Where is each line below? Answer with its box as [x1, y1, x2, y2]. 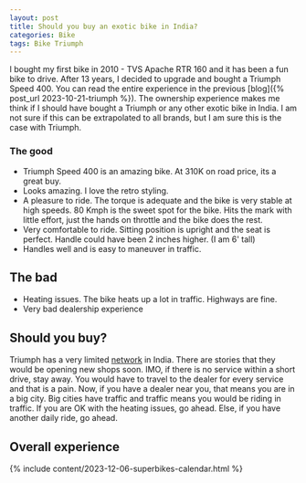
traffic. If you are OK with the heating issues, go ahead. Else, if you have [9, 403, 281, 414]
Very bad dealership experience [22, 303, 144, 315]
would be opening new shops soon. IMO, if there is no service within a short [9, 364, 296, 375]
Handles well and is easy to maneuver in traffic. [22, 243, 202, 254]
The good [9, 145, 53, 158]
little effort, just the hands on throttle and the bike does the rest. [22, 214, 263, 225]
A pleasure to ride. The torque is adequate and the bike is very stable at [22, 194, 292, 205]
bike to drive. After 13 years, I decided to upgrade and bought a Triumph [9, 74, 281, 85]
